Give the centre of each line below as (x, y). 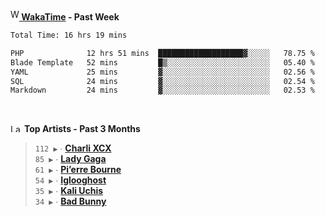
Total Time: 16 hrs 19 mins (69, 35)
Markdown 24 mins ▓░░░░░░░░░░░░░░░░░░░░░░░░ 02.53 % (162, 90)
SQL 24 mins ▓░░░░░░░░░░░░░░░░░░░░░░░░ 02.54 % (162, 81)
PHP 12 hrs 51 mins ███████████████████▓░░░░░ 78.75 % (162, 53)
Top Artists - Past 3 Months (82, 129)
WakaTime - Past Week (70, 17)
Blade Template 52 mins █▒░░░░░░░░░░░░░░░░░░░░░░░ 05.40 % (162, 62)
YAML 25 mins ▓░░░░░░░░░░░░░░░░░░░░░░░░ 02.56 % (162, 72)
